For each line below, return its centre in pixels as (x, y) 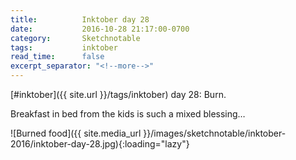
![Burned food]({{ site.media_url (76, 133)
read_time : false (57, 57)
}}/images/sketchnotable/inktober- (215, 133)
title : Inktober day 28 (80, 19)
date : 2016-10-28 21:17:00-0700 (100, 29)
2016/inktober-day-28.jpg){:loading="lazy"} (100, 144)
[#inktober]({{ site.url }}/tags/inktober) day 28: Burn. (118, 94)
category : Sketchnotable (75, 38)
